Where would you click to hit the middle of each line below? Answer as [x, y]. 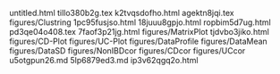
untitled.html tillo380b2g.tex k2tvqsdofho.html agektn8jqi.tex [122, 13]
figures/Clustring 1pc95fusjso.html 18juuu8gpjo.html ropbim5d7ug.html [140, 22]
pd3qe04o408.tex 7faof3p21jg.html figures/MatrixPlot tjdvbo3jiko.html [140, 32]
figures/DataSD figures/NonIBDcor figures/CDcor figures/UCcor [127, 51]
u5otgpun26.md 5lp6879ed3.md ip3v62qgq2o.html [104, 60]
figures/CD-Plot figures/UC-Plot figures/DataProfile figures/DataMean [139, 41]
